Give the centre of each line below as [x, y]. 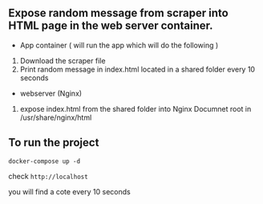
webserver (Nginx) [51, 93]
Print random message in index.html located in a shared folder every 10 [137, 69]
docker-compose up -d [45, 161]
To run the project [54, 143]
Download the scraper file [63, 60]
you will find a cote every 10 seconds [69, 191]
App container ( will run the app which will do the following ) [119, 45]
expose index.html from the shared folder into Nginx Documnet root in [136, 108]
